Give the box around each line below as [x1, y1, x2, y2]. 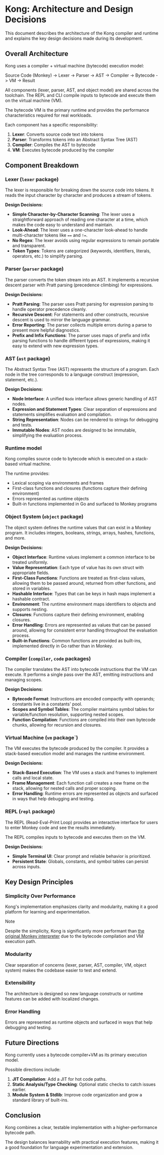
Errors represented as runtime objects [12, 496, 89, 502]
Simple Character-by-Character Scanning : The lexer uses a [12, 212, 135, 217]
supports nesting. [12, 606, 48, 612]
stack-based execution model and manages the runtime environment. [5, 751, 145, 757]
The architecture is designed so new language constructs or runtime [5, 990, 143, 997]
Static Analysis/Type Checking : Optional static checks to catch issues [12, 1081, 156, 1087]
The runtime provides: [5, 471, 50, 477]
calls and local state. [12, 775, 54, 781]
